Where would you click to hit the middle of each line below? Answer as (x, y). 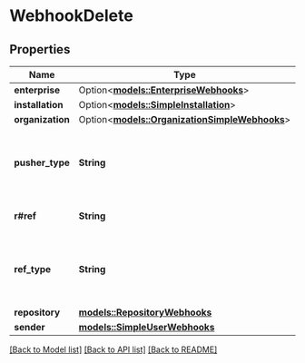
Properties (40, 49)
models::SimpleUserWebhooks (147, 327)
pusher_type (42, 162)
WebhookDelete (71, 16)
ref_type (33, 269)
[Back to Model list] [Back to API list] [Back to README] (113, 349)
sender (30, 327)
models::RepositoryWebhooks (145, 312)
